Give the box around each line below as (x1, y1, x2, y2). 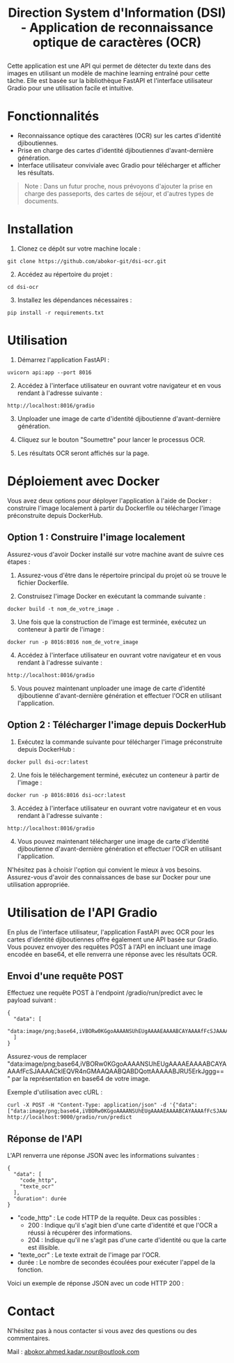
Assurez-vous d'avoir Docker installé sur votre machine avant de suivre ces (7, 550, 224, 558)
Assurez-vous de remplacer (7, 1052, 87, 1061)
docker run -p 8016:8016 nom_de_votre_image (7, 639, 139, 646)
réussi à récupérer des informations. (27, 1228, 132, 1237)
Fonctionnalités (7, 108, 100, 124)
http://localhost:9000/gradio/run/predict (7, 1114, 132, 1121)
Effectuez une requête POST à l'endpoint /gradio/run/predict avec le (7, 989, 203, 997)
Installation (7, 221, 74, 237)
